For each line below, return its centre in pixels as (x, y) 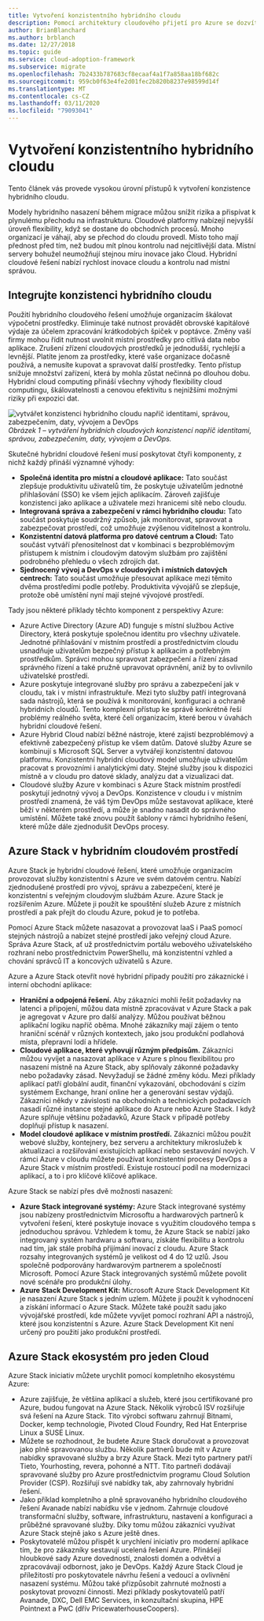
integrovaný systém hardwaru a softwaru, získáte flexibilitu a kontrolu (132, 1239)
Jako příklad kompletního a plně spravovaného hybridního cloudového (133, 1500)
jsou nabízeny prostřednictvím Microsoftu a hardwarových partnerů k (132, 1214)
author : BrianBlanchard (47, 30)
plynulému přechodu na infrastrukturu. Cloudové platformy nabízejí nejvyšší (131, 220)
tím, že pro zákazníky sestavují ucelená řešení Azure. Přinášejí (120, 1550)
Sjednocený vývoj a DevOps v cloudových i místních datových (123, 569)
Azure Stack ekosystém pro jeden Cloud (109, 1356)
